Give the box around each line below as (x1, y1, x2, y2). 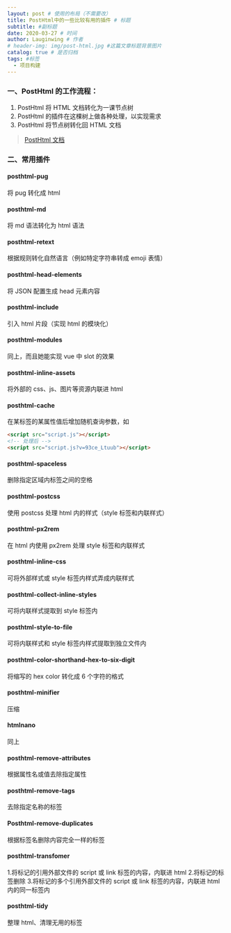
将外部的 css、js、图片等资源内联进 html (7, 385, 123, 393)
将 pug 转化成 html (7, 189, 61, 197)
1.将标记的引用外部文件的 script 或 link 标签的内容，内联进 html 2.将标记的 (7, 868, 218, 877)
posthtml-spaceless (7, 459, 67, 468)
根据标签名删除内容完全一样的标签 (7, 836, 105, 844)
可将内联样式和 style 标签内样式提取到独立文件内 (7, 639, 147, 648)
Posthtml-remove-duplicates (7, 819, 93, 827)
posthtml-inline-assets (7, 368, 76, 376)
